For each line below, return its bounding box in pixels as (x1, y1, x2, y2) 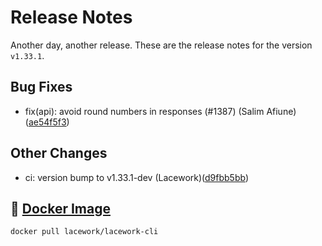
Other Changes (10, 145, 108, 162)
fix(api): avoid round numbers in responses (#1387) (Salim (24, 105, 265, 117)
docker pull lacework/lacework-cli (10, 227, 159, 237)
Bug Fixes (10, 79, 73, 96)
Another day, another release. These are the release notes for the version (10, 39, 313, 51)
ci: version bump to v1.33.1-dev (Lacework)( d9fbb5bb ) (24, 171, 249, 183)
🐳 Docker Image (10, 200, 111, 217)
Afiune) (266, 105, 297, 117)
